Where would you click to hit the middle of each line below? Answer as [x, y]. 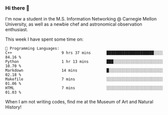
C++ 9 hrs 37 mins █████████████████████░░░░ [84, 53]
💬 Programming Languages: [32, 49]
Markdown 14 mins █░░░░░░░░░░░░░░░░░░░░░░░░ [84, 71]
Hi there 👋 [18, 8]
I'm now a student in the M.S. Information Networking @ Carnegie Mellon [81, 19]
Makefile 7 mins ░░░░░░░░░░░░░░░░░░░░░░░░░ [84, 79]
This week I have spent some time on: [45, 39]
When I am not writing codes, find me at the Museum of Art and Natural [79, 102]
